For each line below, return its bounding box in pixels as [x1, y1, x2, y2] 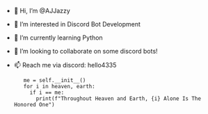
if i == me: [29, 89, 65, 96]
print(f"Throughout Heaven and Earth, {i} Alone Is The [35, 95, 202, 102]
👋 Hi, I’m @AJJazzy [13, 7, 71, 15]
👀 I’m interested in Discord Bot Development [13, 20, 141, 28]
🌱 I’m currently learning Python [13, 33, 103, 42]
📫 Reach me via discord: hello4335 [13, 61, 117, 69]
